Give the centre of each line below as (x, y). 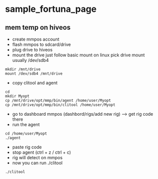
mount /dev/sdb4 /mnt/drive (34, 74)
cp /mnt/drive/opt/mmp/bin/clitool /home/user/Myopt (60, 105)
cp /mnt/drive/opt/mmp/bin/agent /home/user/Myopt (58, 100)
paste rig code (27, 147)
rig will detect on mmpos (37, 157)
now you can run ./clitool (37, 163)
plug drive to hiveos (32, 50)
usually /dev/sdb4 (31, 60)
